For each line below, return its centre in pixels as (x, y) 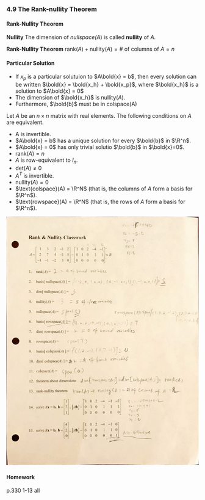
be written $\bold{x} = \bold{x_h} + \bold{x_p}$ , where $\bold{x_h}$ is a (107, 85)
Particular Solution (31, 63)
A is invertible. (33, 134)
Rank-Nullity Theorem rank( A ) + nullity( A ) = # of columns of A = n (91, 49)
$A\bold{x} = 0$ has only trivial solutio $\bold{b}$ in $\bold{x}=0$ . (100, 147)
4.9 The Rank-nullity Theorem (52, 9)
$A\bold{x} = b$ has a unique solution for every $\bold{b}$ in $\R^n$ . (103, 141)
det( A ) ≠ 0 (28, 168)
